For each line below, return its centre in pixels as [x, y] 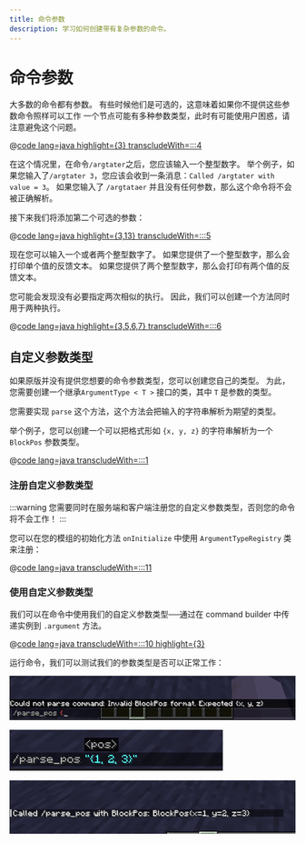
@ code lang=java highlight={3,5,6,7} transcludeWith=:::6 [116, 326]
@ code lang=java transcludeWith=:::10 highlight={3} [108, 643]
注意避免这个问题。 [45, 127]
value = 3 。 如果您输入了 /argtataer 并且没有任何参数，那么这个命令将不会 [151, 187]
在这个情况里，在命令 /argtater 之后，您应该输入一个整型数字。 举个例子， [148, 165]
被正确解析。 [33, 198]
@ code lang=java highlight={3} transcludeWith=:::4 [106, 146]
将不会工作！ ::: [38, 518]
